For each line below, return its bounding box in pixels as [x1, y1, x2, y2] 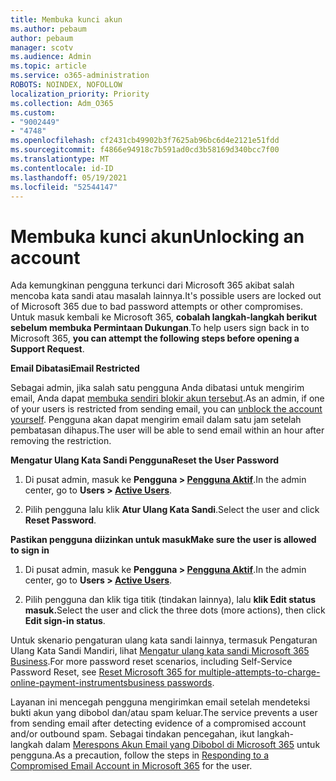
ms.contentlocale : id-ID [10, 163, 114, 173]
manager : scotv [10, 42, 74, 53]
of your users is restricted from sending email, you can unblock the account [10, 403, 323, 415]
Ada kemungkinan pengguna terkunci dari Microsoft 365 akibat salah [10, 279, 295, 291]
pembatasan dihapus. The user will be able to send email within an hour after [10, 424, 325, 436]
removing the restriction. [10, 435, 112, 447]
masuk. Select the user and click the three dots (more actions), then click [24, 604, 326, 616]
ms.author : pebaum [10, 24, 87, 34]
